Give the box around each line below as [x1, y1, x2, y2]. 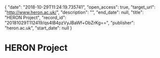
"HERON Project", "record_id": [4, 15, 66, 20]
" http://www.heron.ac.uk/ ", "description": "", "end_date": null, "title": [4, 9, 144, 15]
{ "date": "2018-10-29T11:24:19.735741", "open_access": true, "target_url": [4, 4, 156, 10]
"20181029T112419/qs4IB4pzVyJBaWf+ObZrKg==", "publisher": [4, 20, 135, 26]
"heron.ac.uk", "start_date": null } [4, 25, 72, 31]
